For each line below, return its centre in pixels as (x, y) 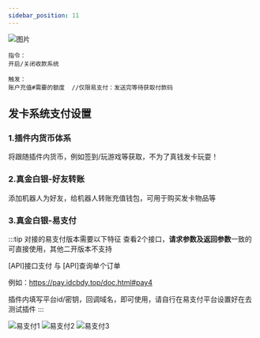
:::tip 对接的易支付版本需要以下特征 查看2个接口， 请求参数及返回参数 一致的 (130, 238)
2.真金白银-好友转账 (47, 179)
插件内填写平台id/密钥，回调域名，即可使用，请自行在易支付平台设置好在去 (130, 299)
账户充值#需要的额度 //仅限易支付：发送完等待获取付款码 (91, 88)
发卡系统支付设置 (50, 114)
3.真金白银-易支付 (42, 220)
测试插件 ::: (26, 309)
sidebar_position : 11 (44, 15)
